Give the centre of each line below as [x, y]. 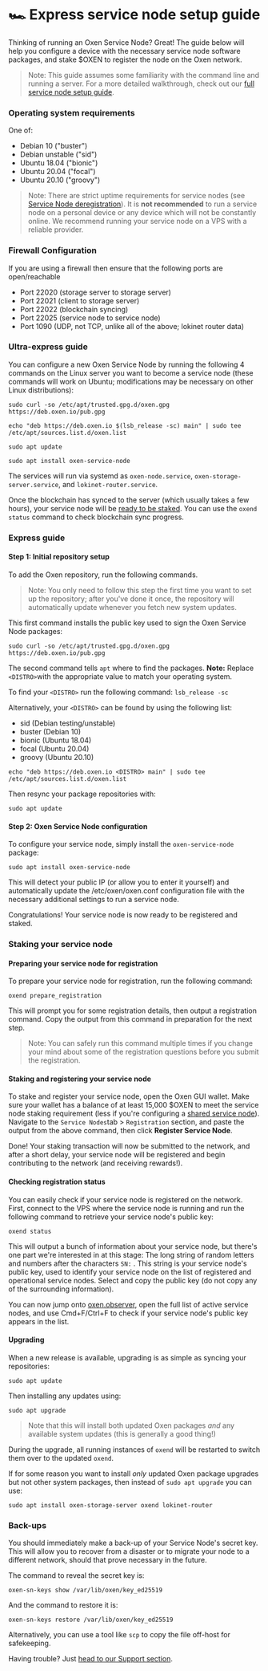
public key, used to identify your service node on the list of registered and [130, 1271]
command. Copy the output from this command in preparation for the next [130, 1019]
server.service [34, 485]
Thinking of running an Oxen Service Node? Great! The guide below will [126, 42]
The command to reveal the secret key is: [76, 1575]
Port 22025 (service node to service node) [90, 318]
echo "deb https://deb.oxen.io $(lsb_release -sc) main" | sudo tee [125, 425]
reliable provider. [56, 230]
